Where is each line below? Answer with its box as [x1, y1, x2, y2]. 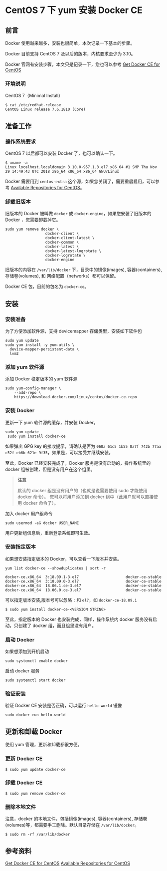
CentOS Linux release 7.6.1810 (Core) [5, 107, 86, 112]
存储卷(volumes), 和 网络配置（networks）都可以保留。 [5, 273, 119, 279]
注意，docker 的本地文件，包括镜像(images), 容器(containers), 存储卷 [5, 816, 148, 822]
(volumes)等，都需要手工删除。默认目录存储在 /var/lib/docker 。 [5, 822, 140, 828]
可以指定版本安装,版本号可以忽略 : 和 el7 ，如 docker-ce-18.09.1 [5, 597, 137, 603]
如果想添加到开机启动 [5, 648, 49, 654]
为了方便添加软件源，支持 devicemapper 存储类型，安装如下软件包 [5, 328, 142, 334]
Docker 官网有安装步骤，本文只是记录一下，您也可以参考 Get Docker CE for [5, 61, 161, 67]
